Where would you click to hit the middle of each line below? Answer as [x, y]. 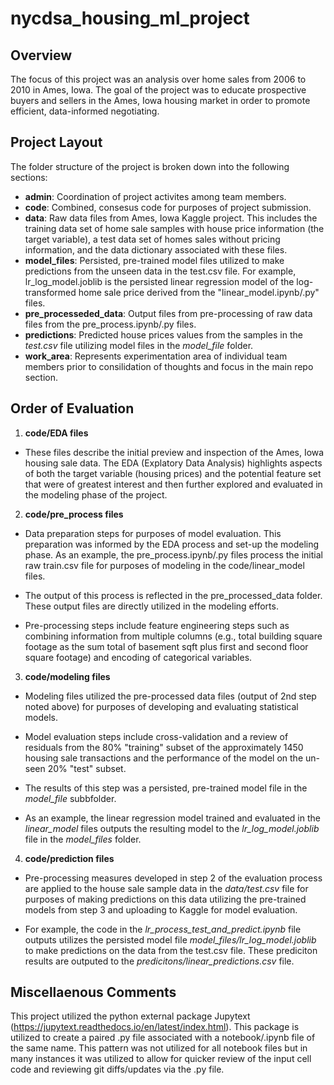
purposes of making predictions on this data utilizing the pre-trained [165, 899]
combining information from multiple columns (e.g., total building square [173, 636]
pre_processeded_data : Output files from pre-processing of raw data [168, 313]
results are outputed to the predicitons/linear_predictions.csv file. [159, 961]
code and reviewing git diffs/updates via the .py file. [117, 1069]
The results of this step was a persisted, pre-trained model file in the [166, 788]
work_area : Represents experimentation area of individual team [156, 356]
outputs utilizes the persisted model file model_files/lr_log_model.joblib [170, 939]
